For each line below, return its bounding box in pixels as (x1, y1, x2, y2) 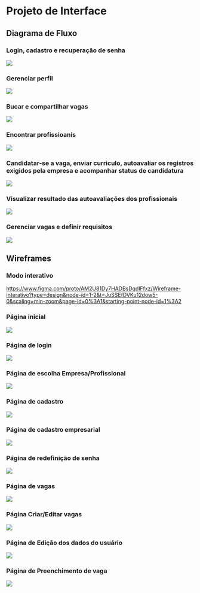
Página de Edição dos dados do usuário (6, 538, 123, 547)
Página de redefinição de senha (6, 454, 100, 462)
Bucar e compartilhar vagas (6, 103, 88, 111)
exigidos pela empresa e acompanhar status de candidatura (6, 166, 184, 174)
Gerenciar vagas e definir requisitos (6, 223, 112, 231)
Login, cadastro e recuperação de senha (6, 46, 125, 55)
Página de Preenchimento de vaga (6, 567, 107, 575)
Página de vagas (6, 482, 56, 490)
